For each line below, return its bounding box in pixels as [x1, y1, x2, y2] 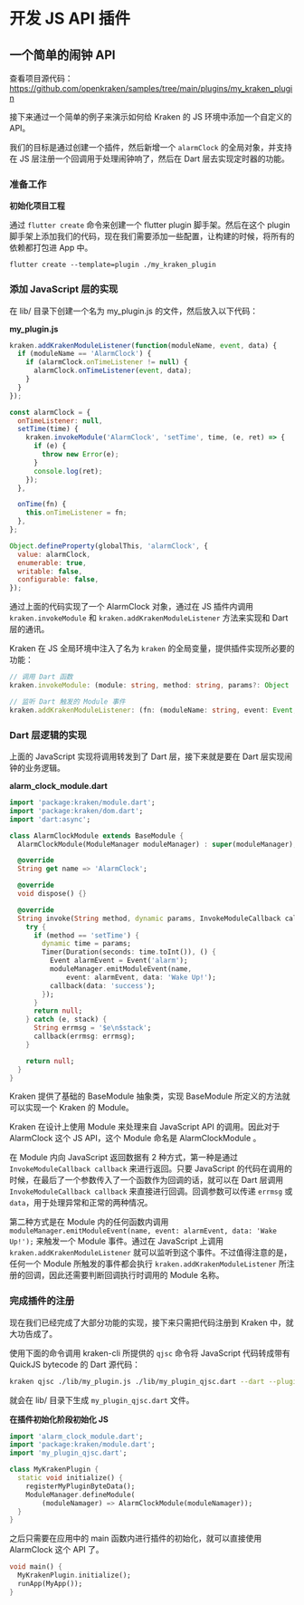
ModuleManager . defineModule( [25, 1490, 136, 1499]
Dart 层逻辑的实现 [9, 728, 88, 741]
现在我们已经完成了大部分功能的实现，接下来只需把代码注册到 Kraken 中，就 [9, 1317, 294, 1328]
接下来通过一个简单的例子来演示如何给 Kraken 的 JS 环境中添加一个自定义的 [9, 111, 292, 122]
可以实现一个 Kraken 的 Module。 [9, 1102, 134, 1113]
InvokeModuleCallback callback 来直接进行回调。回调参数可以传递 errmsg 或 [9, 1186, 293, 1197]
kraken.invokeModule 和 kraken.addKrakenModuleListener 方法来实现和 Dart [9, 612, 289, 623]
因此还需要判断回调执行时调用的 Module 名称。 [48, 1270, 224, 1281]
